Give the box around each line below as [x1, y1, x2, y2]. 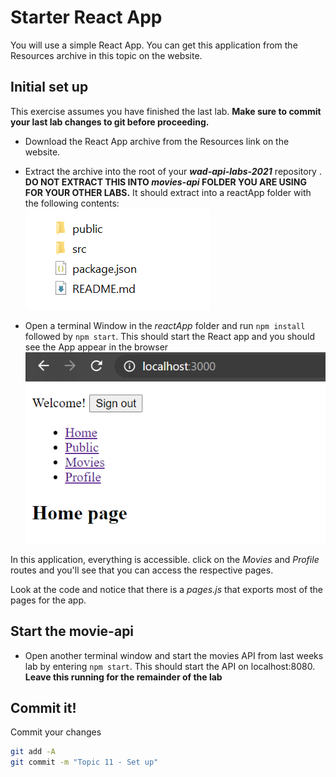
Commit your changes [10, 726, 102, 738]
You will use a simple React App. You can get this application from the [10, 39, 298, 51]
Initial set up [10, 79, 89, 96]
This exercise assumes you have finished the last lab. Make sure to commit [10, 105, 322, 117]
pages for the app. [10, 594, 87, 606]
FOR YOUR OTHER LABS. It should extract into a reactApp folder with [24, 186, 312, 198]
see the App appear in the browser [24, 341, 169, 353]
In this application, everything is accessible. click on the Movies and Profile [10, 553, 320, 565]
